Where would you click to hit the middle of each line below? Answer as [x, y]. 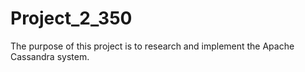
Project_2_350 [71, 18]
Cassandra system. [50, 56]
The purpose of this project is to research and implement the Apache [152, 46]
